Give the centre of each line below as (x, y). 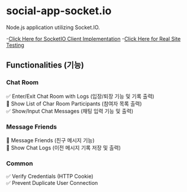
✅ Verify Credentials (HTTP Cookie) (50, 177)
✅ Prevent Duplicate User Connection (52, 183)
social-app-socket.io (59, 11)
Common (20, 163)
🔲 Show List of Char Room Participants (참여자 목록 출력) (74, 103)
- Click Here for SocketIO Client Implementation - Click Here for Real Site (93, 39)
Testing (15, 45)
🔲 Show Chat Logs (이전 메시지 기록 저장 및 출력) (64, 148)
